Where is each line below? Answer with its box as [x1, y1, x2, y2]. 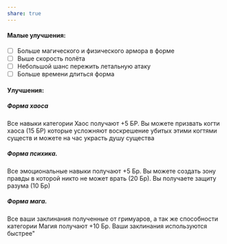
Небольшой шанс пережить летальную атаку [17, 62, 151, 70]
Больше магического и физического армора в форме [17, 46, 175, 55]
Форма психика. [7, 149, 58, 158]
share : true [7, 10, 41, 17]
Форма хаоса [7, 102, 49, 110]
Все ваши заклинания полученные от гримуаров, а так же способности [7, 214, 219, 223]
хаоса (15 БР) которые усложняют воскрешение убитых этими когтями [7, 126, 217, 135]
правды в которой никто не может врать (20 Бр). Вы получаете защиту [7, 174, 217, 182]
